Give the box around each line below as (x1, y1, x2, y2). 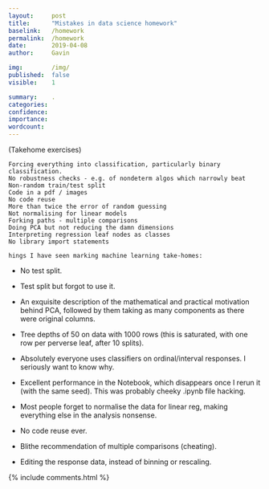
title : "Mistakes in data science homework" (8, 19, 178, 27)
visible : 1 (8, 78, 56, 87)
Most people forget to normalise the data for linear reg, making (19, 402, 229, 411)
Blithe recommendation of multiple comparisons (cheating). (19, 442, 217, 450)
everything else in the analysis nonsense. (19, 410, 157, 420)
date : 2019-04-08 (8, 42, 88, 50)
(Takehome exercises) (8, 145, 82, 154)
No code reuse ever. (19, 426, 88, 435)
